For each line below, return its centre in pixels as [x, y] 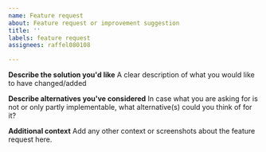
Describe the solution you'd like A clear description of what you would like [131, 75]
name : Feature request [46, 16]
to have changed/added [47, 84]
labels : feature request [49, 38]
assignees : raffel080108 [49, 45]
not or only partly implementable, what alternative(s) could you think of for [130, 107]
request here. [30, 139]
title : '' [25, 30]
